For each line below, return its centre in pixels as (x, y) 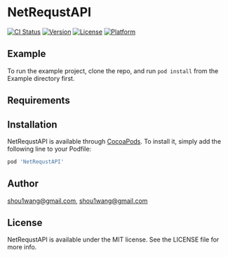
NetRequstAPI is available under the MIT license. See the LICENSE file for (113, 239)
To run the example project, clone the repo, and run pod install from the (113, 70)
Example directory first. (41, 78)
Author (23, 184)
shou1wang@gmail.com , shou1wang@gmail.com (78, 201)
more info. (22, 247)
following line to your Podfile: (49, 149)
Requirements (39, 100)
